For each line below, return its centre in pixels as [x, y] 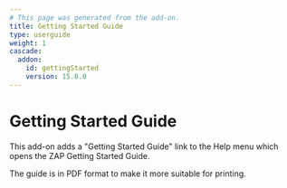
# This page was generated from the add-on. [95, 18]
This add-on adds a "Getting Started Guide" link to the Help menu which [144, 146]
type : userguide [40, 34]
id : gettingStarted [62, 69]
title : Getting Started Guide [67, 26]
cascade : [26, 52]
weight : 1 [28, 43]
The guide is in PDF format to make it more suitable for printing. [128, 174]
